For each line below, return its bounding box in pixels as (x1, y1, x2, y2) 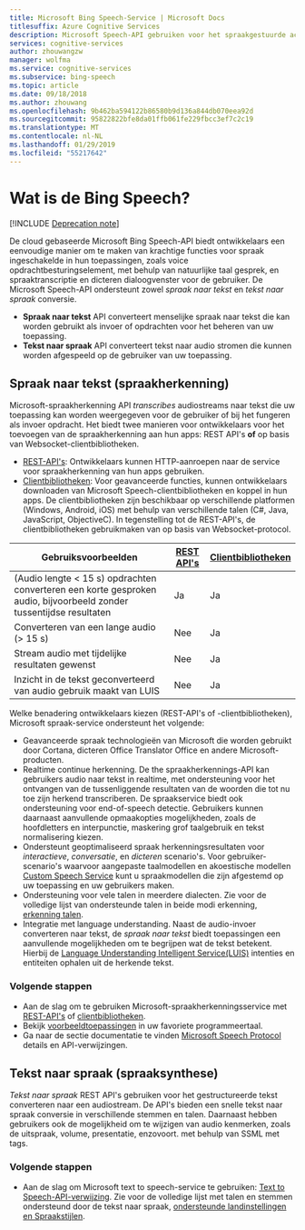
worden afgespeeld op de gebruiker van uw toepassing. (22, 349, 232, 360)
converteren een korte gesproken (14, 584, 157, 596)
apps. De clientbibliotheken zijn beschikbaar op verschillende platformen (22, 495, 295, 505)
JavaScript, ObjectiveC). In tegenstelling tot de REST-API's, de (22, 515, 256, 525)
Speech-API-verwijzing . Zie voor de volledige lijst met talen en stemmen (22, 1191, 293, 1202)
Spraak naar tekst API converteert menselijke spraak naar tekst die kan (22, 311, 290, 322)
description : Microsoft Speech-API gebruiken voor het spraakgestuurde (9, 30, 286, 39)
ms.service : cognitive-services (9, 65, 132, 74)
